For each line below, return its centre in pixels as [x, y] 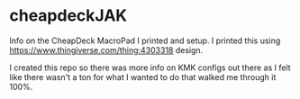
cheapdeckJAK [68, 16]
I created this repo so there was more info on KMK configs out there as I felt [150, 67]
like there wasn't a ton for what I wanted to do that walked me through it [143, 76]
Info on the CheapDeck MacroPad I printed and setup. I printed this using [145, 40]
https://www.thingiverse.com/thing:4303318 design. [106, 49]
